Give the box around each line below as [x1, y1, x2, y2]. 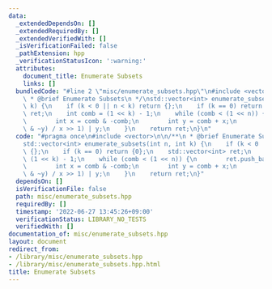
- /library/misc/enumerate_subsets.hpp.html [8, 260, 161, 268]
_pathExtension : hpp [15, 49, 85, 57]
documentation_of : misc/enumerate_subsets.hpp [8, 230, 168, 239]
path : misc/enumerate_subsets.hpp [15, 192, 132, 201]
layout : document [8, 238, 67, 246]
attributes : [15, 65, 57, 73]
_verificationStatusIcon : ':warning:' [15, 57, 147, 66]
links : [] [23, 79, 57, 87]
